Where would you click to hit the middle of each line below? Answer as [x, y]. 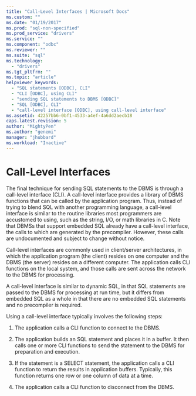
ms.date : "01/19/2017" [34, 22]
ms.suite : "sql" [26, 55]
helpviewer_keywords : [33, 83]
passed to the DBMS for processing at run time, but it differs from [85, 292]
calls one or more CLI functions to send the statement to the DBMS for [99, 345]
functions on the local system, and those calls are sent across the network [96, 268]
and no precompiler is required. [44, 305]
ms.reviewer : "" [26, 50]
